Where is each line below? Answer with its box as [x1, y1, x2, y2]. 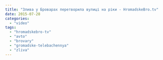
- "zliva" [9, 47, 29, 52]
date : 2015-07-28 [5, 12, 41, 16]
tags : [5, 25, 16, 30]
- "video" [9, 20, 29, 26]
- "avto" [9, 34, 27, 39]
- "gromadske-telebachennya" [9, 43, 69, 48]
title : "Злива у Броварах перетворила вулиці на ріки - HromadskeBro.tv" [5, 7, 159, 12]
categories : [5, 16, 29, 21]
